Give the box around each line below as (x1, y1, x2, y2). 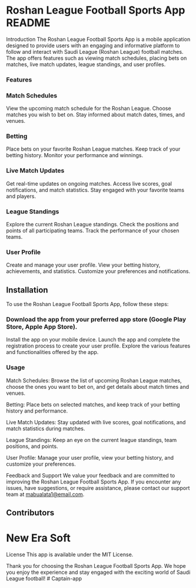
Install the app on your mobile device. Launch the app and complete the (6, 336, 181, 343)
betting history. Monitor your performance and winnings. (6, 152, 143, 159)
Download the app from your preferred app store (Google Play (6, 316, 187, 324)
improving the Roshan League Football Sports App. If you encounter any (6, 478, 181, 485)
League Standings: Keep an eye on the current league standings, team (6, 436, 177, 443)
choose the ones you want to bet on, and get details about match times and (6, 383, 190, 390)
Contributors (6, 508, 55, 518)
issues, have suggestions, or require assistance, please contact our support (6, 484, 190, 491)
